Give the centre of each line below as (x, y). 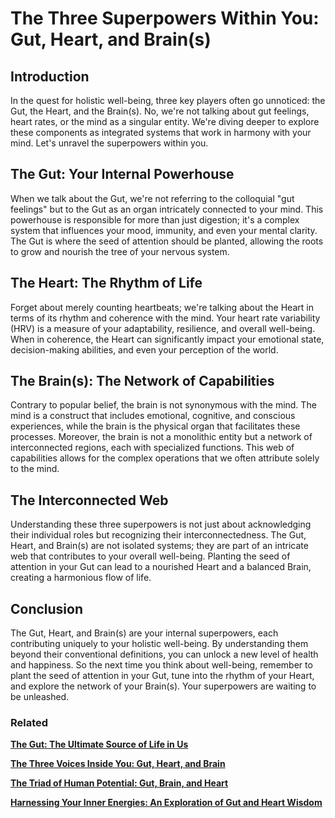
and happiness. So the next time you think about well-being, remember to (161, 665)
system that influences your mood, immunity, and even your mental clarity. (164, 230)
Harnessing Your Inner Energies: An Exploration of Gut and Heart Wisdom (166, 803)
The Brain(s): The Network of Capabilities (142, 381)
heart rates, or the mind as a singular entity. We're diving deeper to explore (165, 121)
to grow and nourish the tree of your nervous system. (120, 251)
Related (29, 722)
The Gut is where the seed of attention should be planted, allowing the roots (167, 241)
